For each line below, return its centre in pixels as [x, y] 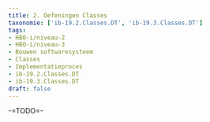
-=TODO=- [26, 111]
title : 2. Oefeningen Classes [58, 15]
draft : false [30, 89]
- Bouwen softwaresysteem [51, 52]
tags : [17, 30]
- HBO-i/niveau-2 [37, 37]
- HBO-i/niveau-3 [37, 45]
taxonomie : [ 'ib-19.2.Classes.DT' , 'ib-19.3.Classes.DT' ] [105, 23]
